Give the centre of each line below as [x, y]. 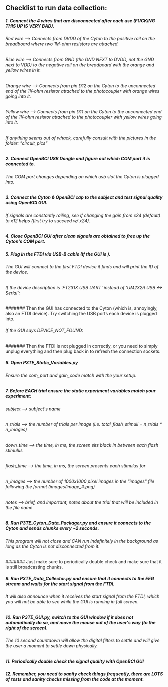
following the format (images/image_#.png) [50, 486]
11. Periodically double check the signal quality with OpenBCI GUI [75, 661]
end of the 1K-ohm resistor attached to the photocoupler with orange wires [83, 91]
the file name [19, 507]
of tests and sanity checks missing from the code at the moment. [75, 679]
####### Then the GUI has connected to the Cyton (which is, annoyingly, [82, 308]
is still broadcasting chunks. [34, 567]
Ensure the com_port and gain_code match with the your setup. [71, 375]
